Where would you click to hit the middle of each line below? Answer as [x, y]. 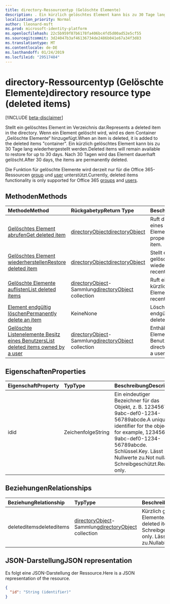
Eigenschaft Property [33, 386]
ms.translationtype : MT [30, 43]
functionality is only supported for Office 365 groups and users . [72, 180]
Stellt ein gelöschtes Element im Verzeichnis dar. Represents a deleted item [83, 128]
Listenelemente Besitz [34, 334]
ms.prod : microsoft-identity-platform [46, 29]
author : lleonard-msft [29, 24]
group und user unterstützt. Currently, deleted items [84, 175]
